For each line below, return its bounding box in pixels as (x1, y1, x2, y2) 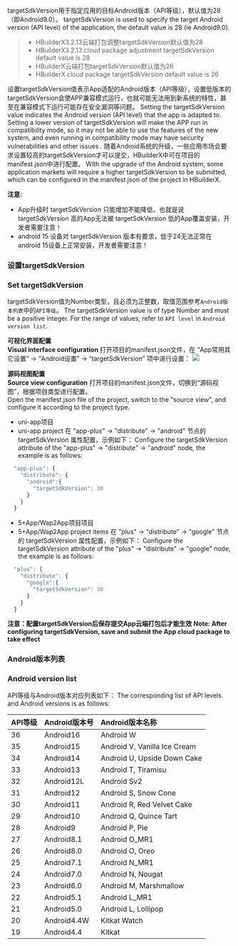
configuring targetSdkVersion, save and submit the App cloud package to (7, 628, 230, 636)
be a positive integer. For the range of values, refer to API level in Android (7, 314, 226, 323)
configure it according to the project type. (7, 403, 130, 412)
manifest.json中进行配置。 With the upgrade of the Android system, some (7, 160, 224, 168)
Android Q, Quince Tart (100, 811, 178, 821)
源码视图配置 (7, 370, 45, 378)
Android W (100, 730, 137, 740)
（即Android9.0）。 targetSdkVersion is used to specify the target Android (7, 15, 223, 24)
